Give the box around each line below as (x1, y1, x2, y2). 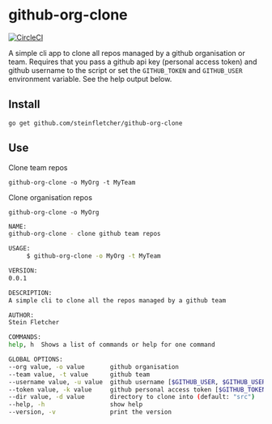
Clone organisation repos (8, 192, 93, 202)
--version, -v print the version (8, 408, 172, 417)
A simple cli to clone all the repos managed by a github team (8, 296, 227, 305)
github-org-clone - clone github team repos (8, 229, 161, 238)
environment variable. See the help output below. (8, 74, 172, 84)
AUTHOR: (8, 311, 35, 319)
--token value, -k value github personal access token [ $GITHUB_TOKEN (8, 385, 266, 394)
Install (8, 97, 40, 111)
